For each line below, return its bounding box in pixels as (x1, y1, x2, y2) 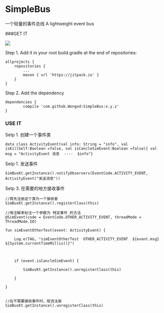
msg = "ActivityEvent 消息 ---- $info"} (5, 151, 93, 157)
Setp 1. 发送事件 (5, 161, 38, 167)
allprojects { (5, 59, 35, 64)
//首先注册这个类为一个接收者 (5, 196, 58, 202)
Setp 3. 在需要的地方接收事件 (5, 186, 65, 192)
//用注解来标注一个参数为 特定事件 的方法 (5, 211, 81, 216)
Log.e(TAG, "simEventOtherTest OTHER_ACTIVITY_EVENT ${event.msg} (14, 237, 160, 242)
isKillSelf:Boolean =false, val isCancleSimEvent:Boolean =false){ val (5, 146, 157, 151)
